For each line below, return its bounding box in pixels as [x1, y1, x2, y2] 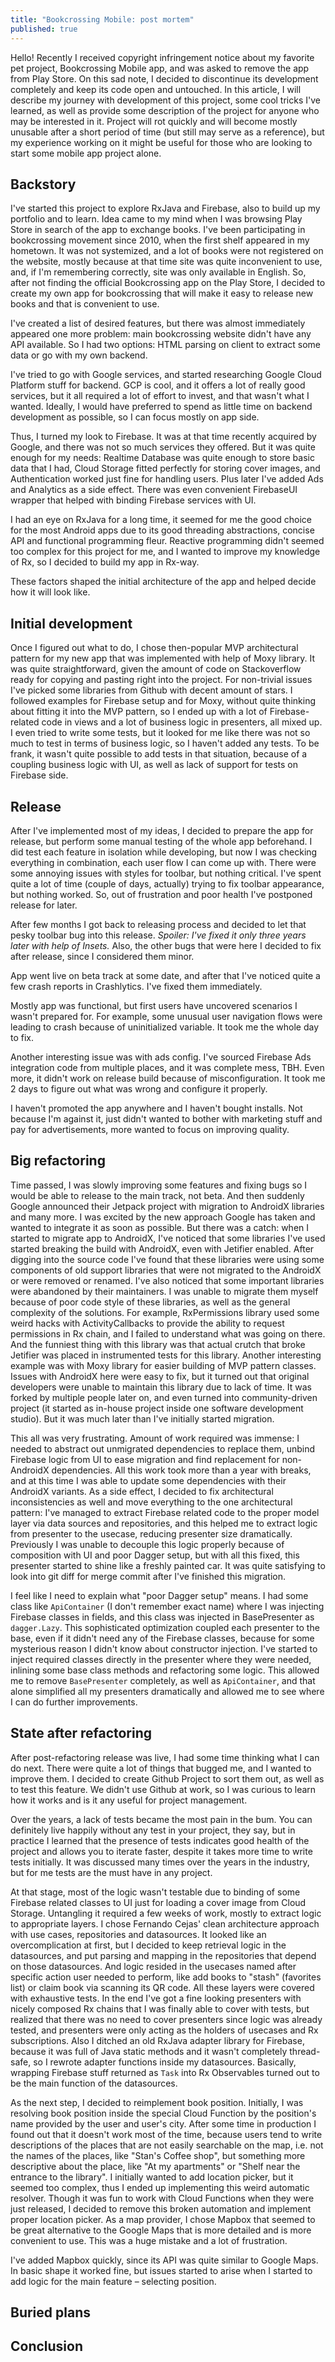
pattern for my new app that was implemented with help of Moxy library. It [10, 652, 316, 665]
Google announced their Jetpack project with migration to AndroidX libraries [10, 1200, 325, 1212]
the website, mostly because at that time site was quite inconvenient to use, [10, 256, 323, 268]
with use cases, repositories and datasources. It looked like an [10, 1928, 267, 1940]
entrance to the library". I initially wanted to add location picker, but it [10, 2171, 294, 2183]
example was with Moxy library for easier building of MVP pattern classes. [10, 1359, 317, 1371]
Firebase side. [10, 769, 69, 781]
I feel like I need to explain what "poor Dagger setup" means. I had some [10, 1589, 309, 1601]
